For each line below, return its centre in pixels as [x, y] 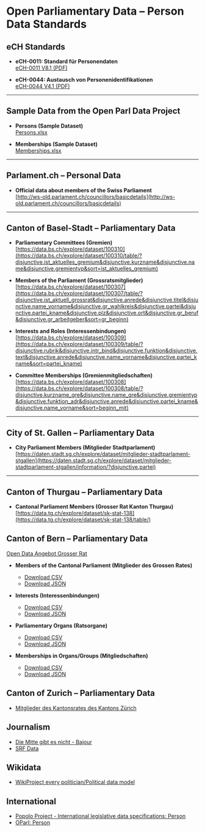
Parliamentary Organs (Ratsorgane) [61, 625]
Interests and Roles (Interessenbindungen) [70, 331]
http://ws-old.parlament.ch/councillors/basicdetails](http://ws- [96, 197]
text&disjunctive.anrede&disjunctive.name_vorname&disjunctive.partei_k [106, 357]
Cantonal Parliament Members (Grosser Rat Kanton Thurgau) [94, 507]
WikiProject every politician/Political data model [75, 782]
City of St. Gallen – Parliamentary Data [80, 432]
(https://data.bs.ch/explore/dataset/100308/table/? [79, 388]
